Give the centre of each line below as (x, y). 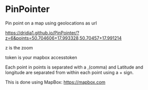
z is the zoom (19, 47)
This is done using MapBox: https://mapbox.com (55, 82)
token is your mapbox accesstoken (41, 57)
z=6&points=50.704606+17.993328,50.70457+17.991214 (63, 38)
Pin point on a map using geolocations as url (51, 23)
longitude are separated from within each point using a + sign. (69, 72)
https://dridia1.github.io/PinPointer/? (42, 32)
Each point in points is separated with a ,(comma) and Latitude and (74, 67)
